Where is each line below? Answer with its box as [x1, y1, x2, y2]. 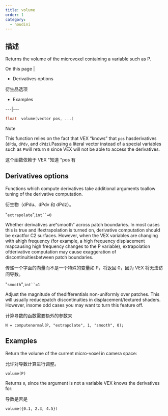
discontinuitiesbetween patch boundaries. [5, 254, 94, 260]
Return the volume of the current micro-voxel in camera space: [5, 350, 137, 356]
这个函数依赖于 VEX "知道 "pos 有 [5, 156, 76, 163]
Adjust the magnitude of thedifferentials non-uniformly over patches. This [5, 291, 160, 297]
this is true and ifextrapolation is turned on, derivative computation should [5, 227, 160, 233]
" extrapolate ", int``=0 [5, 212, 52, 218]
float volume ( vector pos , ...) [5, 116, 74, 122]
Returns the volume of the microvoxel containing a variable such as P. [5, 56, 152, 62]
